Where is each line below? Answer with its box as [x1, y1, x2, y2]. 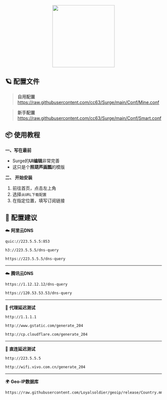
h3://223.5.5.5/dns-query [5, 248, 59, 253]
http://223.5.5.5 [5, 356, 41, 361]
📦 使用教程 [5, 131, 41, 139]
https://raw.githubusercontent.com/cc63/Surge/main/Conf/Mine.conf [17, 99, 160, 105]
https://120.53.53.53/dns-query [5, 291, 72, 296]
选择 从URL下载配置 [12, 191, 47, 197]
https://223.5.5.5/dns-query [5, 256, 66, 262]
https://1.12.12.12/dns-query [5, 282, 68, 287]
